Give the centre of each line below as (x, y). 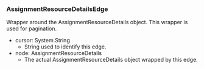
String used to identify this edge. (65, 47)
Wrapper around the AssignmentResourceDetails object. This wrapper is (97, 22)
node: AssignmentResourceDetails (58, 53)
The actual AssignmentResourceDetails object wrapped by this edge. (111, 60)
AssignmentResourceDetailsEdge (57, 9)
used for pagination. (32, 28)
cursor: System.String (42, 41)
